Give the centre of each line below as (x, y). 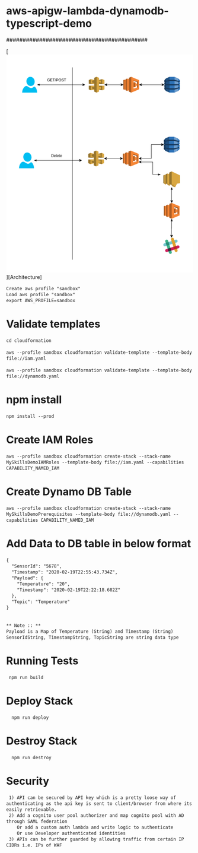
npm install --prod (30, 416)
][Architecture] (24, 277)
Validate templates (53, 324)
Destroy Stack (42, 741)
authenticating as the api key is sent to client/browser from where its (99, 803)
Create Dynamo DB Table (69, 492)
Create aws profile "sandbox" (44, 289)
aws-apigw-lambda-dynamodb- (87, 11)
